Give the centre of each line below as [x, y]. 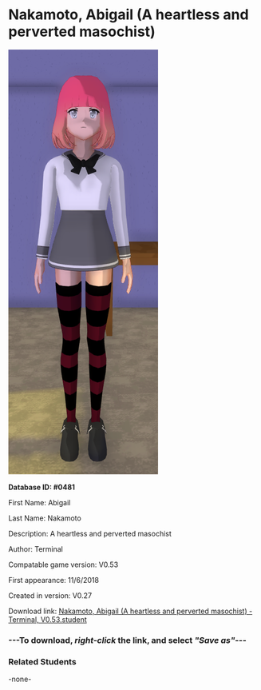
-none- [20, 679]
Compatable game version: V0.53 [63, 564]
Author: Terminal [36, 548]
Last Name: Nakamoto [45, 518]
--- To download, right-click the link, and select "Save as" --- [128, 640]
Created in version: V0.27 [50, 595]
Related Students [43, 661]
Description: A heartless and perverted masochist [90, 533]
